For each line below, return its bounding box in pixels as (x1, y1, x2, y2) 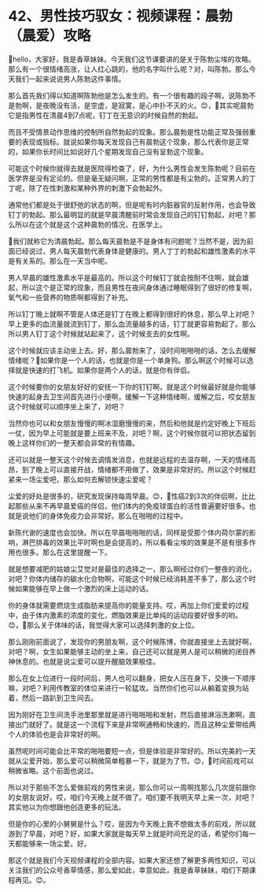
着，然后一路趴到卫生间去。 (8, 693, 98, 702)
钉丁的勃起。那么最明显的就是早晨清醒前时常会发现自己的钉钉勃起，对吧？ (8, 209, 249, 219)
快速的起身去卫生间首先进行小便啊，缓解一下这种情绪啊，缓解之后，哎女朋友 (8, 391, 256, 402)
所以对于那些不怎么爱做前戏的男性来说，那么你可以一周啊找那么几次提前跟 (8, 783, 249, 792)
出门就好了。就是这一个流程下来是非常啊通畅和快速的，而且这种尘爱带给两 (14, 720, 256, 729)
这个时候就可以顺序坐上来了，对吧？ (8, 402, 126, 411)
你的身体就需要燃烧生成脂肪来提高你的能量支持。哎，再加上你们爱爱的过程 (8, 600, 249, 610)
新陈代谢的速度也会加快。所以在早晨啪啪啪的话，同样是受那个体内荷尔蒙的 (8, 527, 249, 537)
